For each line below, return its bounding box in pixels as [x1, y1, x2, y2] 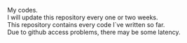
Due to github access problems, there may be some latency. [7, 28, 181, 36]
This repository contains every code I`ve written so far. [7, 21, 165, 28]
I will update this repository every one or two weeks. [7, 13, 159, 21]
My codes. [7, 6, 39, 14]
